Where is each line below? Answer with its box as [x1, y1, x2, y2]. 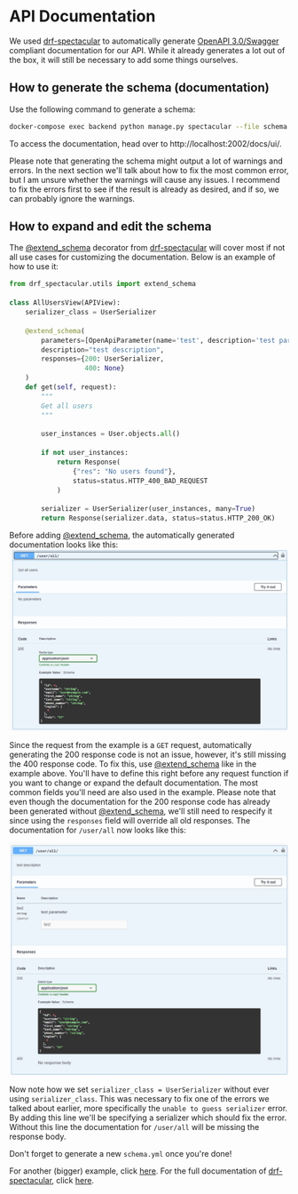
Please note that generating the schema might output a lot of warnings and [9, 155, 283, 166]
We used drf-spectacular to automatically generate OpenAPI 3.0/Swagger [9, 36, 279, 46]
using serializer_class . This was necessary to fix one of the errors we [9, 1094, 270, 1104]
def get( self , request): [25, 383, 117, 392]
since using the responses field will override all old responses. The [9, 816, 251, 826]
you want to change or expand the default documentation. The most [9, 777, 259, 788]
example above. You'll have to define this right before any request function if [9, 768, 289, 779]
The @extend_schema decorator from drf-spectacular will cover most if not [9, 243, 286, 253]
